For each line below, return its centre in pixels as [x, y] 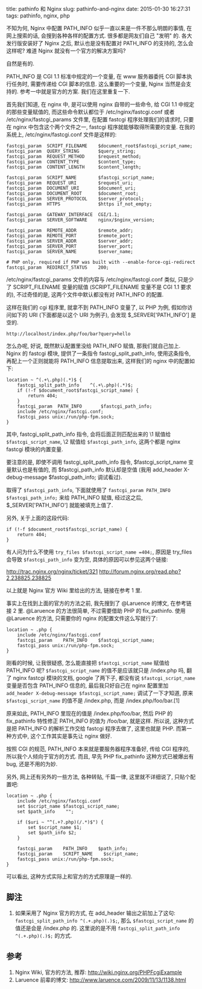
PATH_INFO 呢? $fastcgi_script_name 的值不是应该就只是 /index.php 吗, [96, 670]
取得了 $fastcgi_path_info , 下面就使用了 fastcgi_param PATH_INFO [88, 490]
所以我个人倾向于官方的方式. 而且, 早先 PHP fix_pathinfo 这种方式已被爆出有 [100, 756]
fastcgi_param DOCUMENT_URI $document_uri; [71, 188]
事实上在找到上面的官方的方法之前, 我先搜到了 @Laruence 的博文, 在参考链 [99, 603]
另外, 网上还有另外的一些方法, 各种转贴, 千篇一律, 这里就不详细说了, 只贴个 [98, 777]
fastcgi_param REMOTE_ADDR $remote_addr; [70, 231]
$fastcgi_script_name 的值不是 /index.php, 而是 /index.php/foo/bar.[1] [93, 700]
